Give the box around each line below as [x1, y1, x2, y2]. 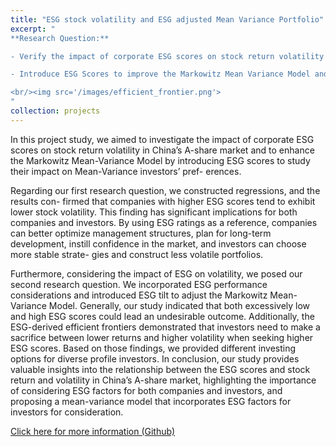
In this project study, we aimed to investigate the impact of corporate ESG [10, 133, 315, 145]
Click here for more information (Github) [10, 425, 176, 437]
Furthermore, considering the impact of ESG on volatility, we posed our [10, 267, 303, 280]
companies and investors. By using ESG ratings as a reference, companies [10, 216, 318, 228]
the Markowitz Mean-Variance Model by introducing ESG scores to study [10, 154, 311, 166]
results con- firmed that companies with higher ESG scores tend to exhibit [10, 195, 316, 207]
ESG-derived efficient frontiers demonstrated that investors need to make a [10, 321, 321, 333]
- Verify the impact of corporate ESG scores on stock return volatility [10, 51, 325, 61]
